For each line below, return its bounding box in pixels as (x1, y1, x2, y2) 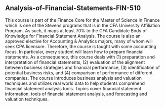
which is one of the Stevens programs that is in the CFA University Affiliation (5, 22, 161, 28)
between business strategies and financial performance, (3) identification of (5, 64, 160, 70)
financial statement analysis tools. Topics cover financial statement (5, 85, 142, 91)
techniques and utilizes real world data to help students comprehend (5, 80, 145, 86)
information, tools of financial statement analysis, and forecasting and (5, 91, 147, 97)
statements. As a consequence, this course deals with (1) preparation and (5, 54, 155, 60)
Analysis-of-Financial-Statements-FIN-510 (5, 4, 141, 12)
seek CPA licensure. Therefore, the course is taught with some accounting (5, 43, 157, 49)
